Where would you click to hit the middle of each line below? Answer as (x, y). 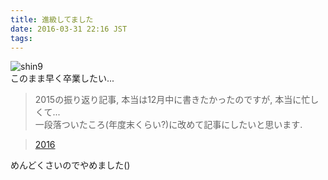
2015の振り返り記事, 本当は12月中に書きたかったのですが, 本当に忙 (172, 100)
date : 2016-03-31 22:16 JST (69, 29)
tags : (21, 38)
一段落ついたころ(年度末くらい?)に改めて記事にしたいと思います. (168, 125)
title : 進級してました (52, 19)
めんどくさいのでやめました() (70, 165)
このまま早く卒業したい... (62, 78)
